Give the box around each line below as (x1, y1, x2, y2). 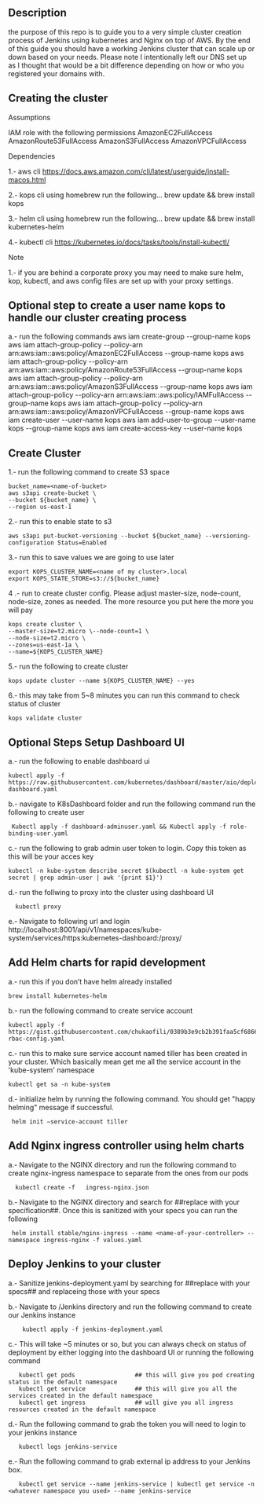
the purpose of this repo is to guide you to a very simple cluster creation (8, 27, 242, 36)
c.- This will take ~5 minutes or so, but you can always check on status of (8, 1339, 247, 1348)
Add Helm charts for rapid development (8, 956, 206, 970)
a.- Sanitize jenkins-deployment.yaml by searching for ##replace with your (8, 1278, 251, 1288)
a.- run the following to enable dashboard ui (8, 757, 151, 766)
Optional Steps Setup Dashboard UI (8, 735, 185, 749)
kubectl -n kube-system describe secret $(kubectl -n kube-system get (8, 867, 244, 875)
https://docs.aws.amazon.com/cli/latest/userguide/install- (42, 167, 230, 176)
